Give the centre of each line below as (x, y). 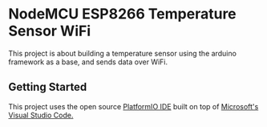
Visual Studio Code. (41, 115)
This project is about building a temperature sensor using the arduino (122, 53)
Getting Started (48, 87)
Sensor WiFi (49, 31)
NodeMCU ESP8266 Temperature (122, 14)
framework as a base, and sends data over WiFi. (88, 62)
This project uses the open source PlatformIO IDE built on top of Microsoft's (133, 106)
